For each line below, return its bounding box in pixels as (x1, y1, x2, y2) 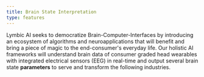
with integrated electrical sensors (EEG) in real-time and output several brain (6, 57, 199, 64)
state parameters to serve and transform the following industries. (6, 63, 171, 70)
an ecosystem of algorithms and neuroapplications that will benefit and (6, 38, 185, 45)
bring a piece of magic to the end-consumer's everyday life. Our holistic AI (6, 44, 194, 52)
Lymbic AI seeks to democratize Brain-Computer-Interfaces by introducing (6, 31, 194, 38)
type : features (6, 15, 45, 21)
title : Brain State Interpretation (6, 8, 97, 15)
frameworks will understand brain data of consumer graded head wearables (6, 50, 197, 58)
